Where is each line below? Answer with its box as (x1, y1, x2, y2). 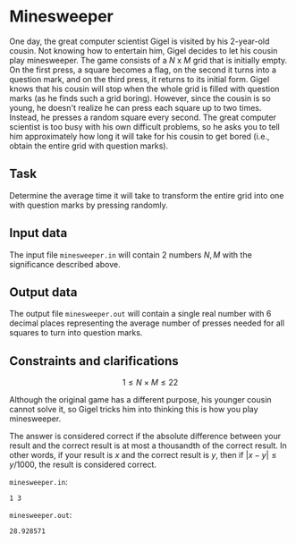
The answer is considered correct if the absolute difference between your (9, 431, 282, 442)
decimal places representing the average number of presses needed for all (9, 318, 284, 328)
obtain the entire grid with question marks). (9, 140, 168, 151)
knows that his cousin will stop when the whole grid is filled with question (9, 83, 280, 94)
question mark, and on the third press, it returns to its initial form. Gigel (9, 73, 270, 84)
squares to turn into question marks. (9, 327, 143, 338)
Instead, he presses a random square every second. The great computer (9, 112, 277, 123)
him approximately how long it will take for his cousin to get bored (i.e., (9, 131, 270, 141)
